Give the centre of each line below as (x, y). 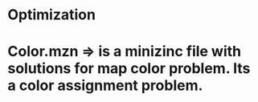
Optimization (51, 15)
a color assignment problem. (105, 86)
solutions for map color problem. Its (129, 69)
